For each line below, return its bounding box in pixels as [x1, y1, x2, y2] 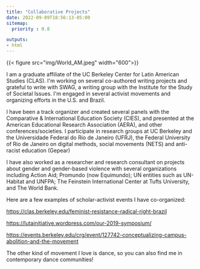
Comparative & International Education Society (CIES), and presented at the [6, 115, 195, 122]
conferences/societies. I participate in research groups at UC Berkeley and [6, 128, 192, 134]
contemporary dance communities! [6, 256, 94, 263]
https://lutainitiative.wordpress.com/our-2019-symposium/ [6, 219, 152, 227]
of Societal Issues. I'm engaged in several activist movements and [6, 90, 171, 97]
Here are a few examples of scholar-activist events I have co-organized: [6, 196, 186, 203]
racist [6, 147, 21, 154]
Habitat [6, 178, 25, 185]
